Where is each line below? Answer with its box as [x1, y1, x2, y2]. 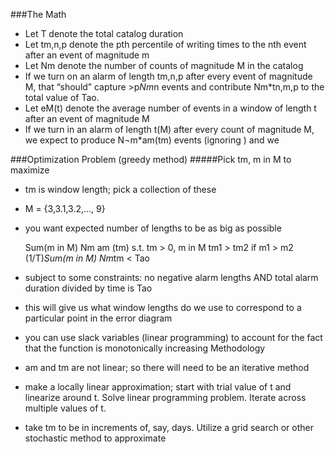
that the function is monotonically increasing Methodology [24, 342, 266, 354]
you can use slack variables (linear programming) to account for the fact [24, 332, 323, 343]
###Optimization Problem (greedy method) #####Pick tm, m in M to [10, 154, 292, 165]
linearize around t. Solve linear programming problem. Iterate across [24, 392, 307, 403]
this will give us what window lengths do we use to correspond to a [24, 302, 302, 313]
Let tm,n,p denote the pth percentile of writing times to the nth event [24, 39, 307, 50]
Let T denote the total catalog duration [24, 28, 184, 39]
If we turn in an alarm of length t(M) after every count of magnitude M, [24, 124, 315, 135]
